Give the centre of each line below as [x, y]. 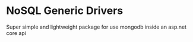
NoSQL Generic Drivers [65, 11]
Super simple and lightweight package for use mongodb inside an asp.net [96, 27]
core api [16, 33]
